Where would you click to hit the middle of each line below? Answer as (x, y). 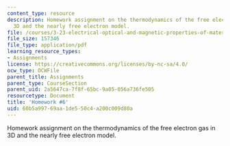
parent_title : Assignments (46, 77)
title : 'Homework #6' (38, 102)
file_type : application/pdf (47, 45)
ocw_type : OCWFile (33, 70)
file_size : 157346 (33, 39)
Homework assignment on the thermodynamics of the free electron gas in (111, 128)
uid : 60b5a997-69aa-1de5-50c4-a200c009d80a (70, 108)
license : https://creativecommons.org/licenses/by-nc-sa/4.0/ (98, 64)
